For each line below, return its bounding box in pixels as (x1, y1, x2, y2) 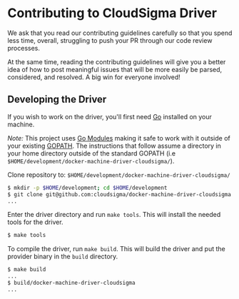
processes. (7, 44, 41, 52)
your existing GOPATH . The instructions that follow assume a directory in (7, 141, 221, 150)
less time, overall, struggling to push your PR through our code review (7, 36, 213, 44)
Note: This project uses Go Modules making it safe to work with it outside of (7, 133, 230, 142)
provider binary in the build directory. (7, 252, 118, 261)
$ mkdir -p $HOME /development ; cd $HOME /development (7, 184, 168, 191)
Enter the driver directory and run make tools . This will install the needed (7, 211, 221, 219)
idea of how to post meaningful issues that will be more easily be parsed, (7, 65, 223, 74)
